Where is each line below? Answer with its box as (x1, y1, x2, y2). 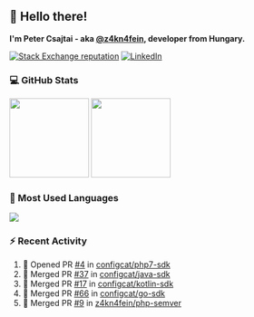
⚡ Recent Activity (9, 235, 88, 247)
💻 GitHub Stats (9, 73, 79, 86)
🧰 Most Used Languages (9, 192, 120, 205)
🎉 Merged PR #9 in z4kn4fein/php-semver (22, 297, 181, 308)
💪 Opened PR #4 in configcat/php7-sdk (22, 259, 171, 270)
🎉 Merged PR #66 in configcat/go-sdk (22, 287, 166, 299)
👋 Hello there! (9, 9, 88, 24)
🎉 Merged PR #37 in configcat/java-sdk (22, 268, 171, 279)
